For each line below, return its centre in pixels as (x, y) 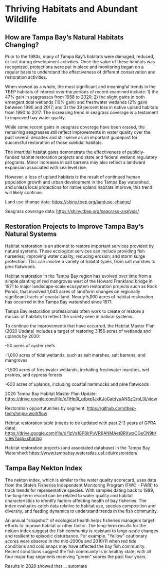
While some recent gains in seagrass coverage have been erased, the (75, 127)
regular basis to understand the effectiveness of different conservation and (80, 72)
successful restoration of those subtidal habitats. (54, 143)
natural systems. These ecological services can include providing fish (75, 251)
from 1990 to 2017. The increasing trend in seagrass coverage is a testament (81, 112)
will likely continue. (24, 192)
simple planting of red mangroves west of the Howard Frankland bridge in (79, 281)
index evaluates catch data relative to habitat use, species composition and (80, 506)
